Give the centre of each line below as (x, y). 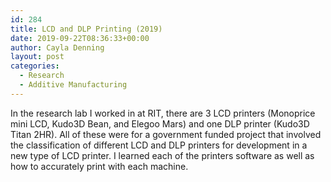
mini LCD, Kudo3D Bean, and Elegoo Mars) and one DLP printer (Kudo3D (160, 123)
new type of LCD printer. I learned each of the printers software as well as (162, 155)
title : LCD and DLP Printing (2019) (86, 29)
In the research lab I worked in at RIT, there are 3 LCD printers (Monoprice (163, 113)
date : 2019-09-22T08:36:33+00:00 (80, 38)
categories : (35, 66)
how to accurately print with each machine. (99, 166)
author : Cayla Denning (57, 47)
